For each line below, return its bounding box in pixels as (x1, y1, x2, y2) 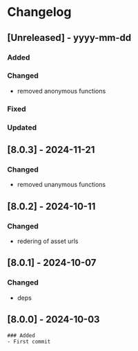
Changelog (7, 4, 72, 20)
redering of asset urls (17, 237, 79, 246)
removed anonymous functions (17, 87, 106, 95)
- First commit (7, 338, 51, 345)
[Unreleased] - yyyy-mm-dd (7, 32, 132, 44)
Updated (7, 123, 37, 132)
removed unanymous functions (17, 181, 106, 189)
